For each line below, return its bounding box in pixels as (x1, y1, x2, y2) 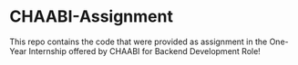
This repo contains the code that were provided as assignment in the (9, 36, 268, 47)
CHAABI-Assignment (9, 6, 173, 27)
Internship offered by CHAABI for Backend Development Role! (28, 45, 262, 56)
